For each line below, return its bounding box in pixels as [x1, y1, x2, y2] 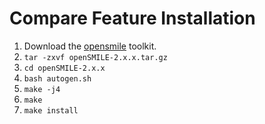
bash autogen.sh [23, 73, 92, 84]
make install [23, 105, 79, 116]
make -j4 [23, 84, 61, 94]
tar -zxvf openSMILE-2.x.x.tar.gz [23, 52, 168, 62]
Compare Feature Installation [9, 7, 256, 30]
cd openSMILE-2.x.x [23, 63, 106, 73]
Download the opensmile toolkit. [23, 40, 157, 52]
